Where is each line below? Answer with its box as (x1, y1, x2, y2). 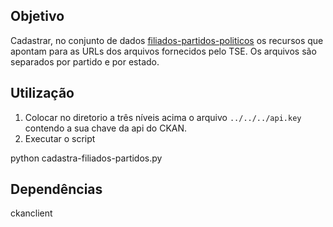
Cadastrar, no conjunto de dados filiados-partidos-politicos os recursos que (10, 34, 324, 46)
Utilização (10, 85, 75, 102)
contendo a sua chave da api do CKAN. (24, 122, 188, 134)
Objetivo (10, 8, 65, 25)
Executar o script (24, 132, 96, 144)
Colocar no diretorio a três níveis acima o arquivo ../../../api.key (24, 111, 302, 123)
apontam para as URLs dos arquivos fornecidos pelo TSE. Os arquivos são (10, 45, 317, 57)
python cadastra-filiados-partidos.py (10, 152, 163, 164)
